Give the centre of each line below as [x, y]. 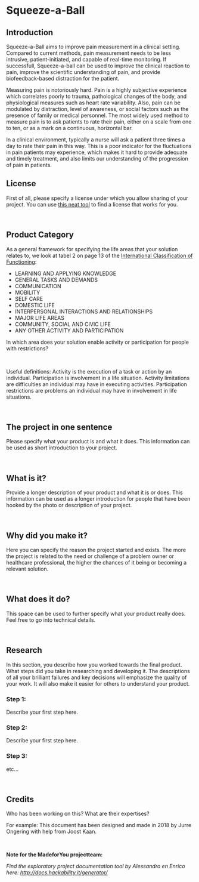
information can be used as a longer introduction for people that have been [98, 499]
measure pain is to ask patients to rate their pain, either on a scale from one [99, 122]
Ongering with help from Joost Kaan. [52, 832]
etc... [13, 769]
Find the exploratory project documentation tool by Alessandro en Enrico [96, 866]
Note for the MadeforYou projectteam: [55, 855]
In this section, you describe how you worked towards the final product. [94, 664]
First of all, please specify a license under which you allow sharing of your [97, 198]
